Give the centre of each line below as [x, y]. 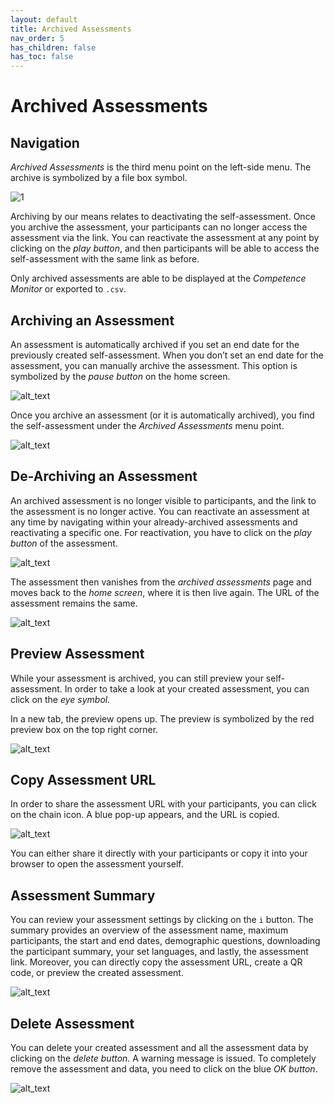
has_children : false [53, 47]
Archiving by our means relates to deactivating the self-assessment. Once [163, 217]
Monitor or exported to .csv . [68, 289]
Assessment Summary [83, 895]
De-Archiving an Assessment [104, 476]
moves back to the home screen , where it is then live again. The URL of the [165, 592]
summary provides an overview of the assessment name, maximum [149, 930]
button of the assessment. [64, 543]
